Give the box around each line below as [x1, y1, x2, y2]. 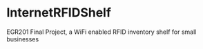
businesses [6, 35, 39, 43]
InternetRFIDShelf [6, 5, 112, 21]
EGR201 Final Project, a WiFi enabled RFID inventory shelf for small [6, 28, 197, 36]
